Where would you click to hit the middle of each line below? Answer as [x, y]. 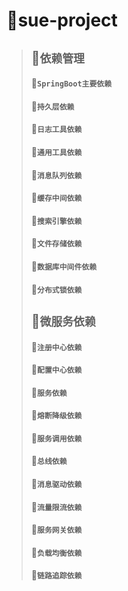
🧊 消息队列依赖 [56, 175]
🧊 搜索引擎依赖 [56, 220]
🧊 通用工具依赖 [56, 151]
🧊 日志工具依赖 [56, 129]
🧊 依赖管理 [57, 57]
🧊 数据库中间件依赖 [64, 266]
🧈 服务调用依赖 [56, 438]
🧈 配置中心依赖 [56, 370]
